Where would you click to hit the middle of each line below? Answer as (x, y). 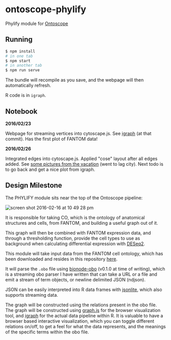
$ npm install (20, 51)
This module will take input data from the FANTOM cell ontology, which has (84, 253)
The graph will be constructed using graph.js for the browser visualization (83, 310)
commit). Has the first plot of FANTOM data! (52, 139)
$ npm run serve (22, 70)
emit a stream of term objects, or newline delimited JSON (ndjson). (76, 279)
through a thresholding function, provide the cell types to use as (73, 238)
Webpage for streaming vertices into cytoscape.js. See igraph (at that (78, 133)
